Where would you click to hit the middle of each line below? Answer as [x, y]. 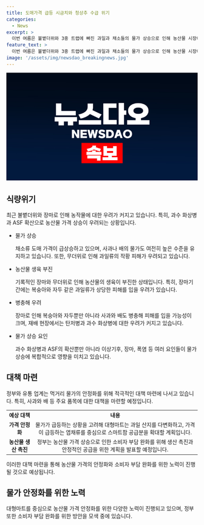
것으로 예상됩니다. [34, 471]
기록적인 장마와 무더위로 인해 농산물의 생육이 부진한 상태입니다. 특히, [96, 282]
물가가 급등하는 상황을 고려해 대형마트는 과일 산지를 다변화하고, [110, 425]
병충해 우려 [28, 303]
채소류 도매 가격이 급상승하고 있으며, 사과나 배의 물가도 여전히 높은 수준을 [102, 248]
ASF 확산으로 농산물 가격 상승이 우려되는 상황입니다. [74, 223]
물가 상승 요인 [31, 336]
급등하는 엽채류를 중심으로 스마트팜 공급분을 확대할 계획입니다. [118, 432]
